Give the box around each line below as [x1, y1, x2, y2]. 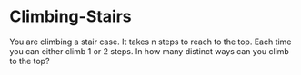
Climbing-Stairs [9, 6, 132, 27]
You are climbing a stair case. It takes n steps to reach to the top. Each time [9, 36, 292, 47]
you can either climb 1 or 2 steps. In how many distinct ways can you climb [9, 45, 289, 56]
